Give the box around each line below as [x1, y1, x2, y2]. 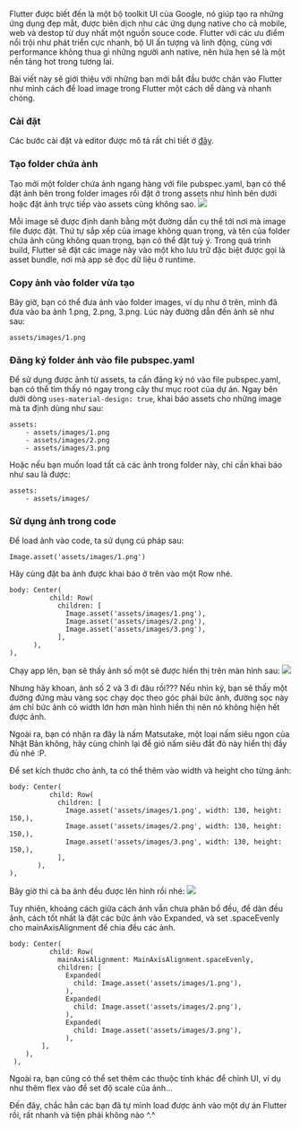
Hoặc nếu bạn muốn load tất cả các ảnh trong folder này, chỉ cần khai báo [9, 459, 283, 470]
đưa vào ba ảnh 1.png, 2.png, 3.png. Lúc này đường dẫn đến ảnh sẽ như [9, 306, 275, 317]
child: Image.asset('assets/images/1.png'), [73, 979, 243, 988]
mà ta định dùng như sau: [9, 403, 104, 414]
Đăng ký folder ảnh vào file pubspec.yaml [9, 354, 195, 366]
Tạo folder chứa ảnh [9, 158, 99, 171]
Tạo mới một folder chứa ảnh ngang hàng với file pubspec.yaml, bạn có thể [9, 178, 287, 188]
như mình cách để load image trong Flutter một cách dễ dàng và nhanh [9, 83, 271, 93]
